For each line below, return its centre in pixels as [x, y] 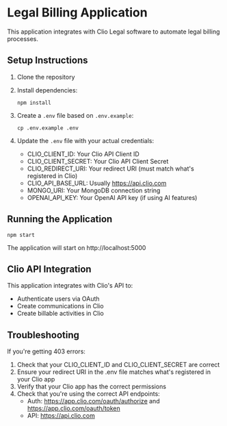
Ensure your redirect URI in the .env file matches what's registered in [114, 372]
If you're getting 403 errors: [46, 351]
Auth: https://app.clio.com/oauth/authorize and [93, 401]
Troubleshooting [43, 335]
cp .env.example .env [48, 128]
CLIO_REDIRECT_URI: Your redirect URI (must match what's [111, 168]
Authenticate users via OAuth [58, 299]
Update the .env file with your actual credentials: [85, 140]
